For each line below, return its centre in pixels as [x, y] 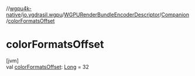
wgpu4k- [21, 8]
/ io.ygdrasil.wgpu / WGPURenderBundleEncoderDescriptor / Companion [105, 15]
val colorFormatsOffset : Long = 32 [48, 67]
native [13, 15]
